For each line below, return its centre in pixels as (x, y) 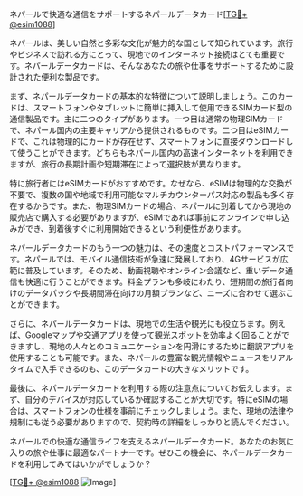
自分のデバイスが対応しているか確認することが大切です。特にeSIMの (152, 399)
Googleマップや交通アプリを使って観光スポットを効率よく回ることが (153, 335)
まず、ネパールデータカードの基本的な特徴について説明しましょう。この (143, 96)
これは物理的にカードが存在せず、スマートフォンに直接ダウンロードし (163, 141)
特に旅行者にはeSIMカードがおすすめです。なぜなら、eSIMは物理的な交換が (151, 183)
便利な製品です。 (72, 77)
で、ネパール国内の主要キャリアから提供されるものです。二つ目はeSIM (141, 130)
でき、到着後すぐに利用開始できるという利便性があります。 (135, 229)
